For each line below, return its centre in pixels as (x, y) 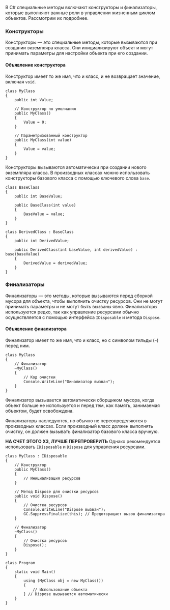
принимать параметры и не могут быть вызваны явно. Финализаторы (81, 306)
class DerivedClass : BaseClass (39, 232)
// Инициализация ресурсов (52, 478)
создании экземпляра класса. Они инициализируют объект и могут (79, 48)
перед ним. (18, 346)
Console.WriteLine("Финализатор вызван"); (69, 382)
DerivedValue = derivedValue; (55, 263)
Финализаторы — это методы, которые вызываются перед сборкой (79, 296)
